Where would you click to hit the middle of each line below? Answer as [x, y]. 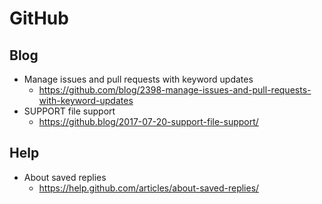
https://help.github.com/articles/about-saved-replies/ [149, 188]
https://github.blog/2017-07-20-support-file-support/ [148, 121]
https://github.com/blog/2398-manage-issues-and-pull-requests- [175, 90]
